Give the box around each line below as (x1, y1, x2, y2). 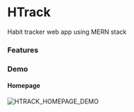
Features (7, 45, 39, 55)
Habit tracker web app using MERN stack (7, 27, 127, 36)
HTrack (7, 4, 51, 20)
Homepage (7, 82, 41, 90)
